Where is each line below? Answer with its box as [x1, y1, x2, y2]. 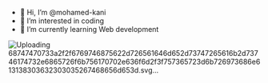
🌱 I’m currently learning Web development [19, 25, 159, 34]
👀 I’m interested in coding [19, 16, 105, 26]
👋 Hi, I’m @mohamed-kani [19, 8, 106, 17]
